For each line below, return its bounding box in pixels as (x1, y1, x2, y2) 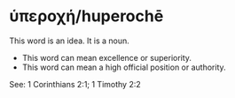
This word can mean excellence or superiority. (21, 52, 192, 63)
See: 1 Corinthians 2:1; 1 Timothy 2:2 (9, 79, 142, 89)
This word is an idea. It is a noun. (9, 35, 130, 46)
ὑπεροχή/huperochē (9, 6, 164, 26)
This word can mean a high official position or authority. (21, 62, 226, 72)
